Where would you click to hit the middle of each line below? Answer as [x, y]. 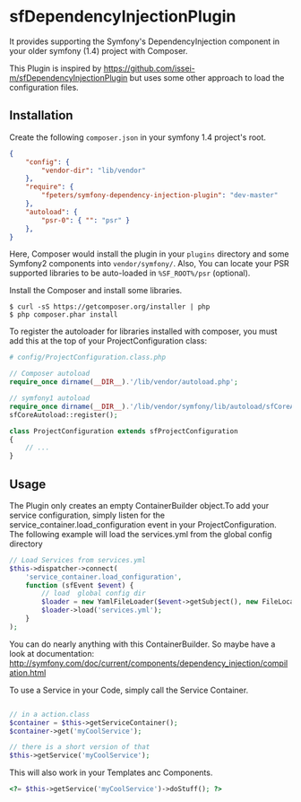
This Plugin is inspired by [56, 68]
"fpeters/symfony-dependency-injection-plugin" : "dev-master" [160, 196]
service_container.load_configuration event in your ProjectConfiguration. [143, 524]
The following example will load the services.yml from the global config [141, 534]
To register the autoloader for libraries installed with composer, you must [143, 331]
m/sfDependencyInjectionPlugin [69, 77]
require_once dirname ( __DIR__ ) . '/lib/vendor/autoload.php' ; [124, 382]
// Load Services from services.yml [77, 560]
